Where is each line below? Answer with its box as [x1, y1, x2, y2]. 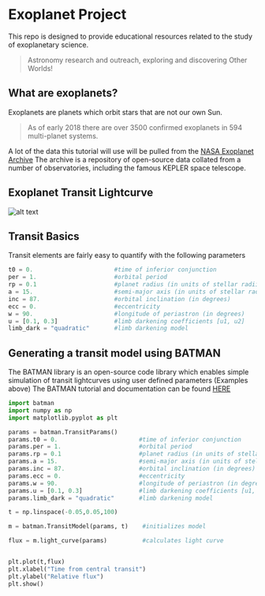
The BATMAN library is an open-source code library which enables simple [8, 367, 249, 377]
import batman [8, 400, 55, 408]
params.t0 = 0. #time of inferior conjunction [8, 435, 242, 443]
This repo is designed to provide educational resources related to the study [8, 32, 253, 41]
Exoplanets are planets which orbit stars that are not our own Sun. [8, 107, 223, 117]
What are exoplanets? [8, 87, 118, 100]
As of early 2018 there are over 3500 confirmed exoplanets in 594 [27, 122, 243, 132]
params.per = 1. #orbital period [8, 443, 192, 451]
